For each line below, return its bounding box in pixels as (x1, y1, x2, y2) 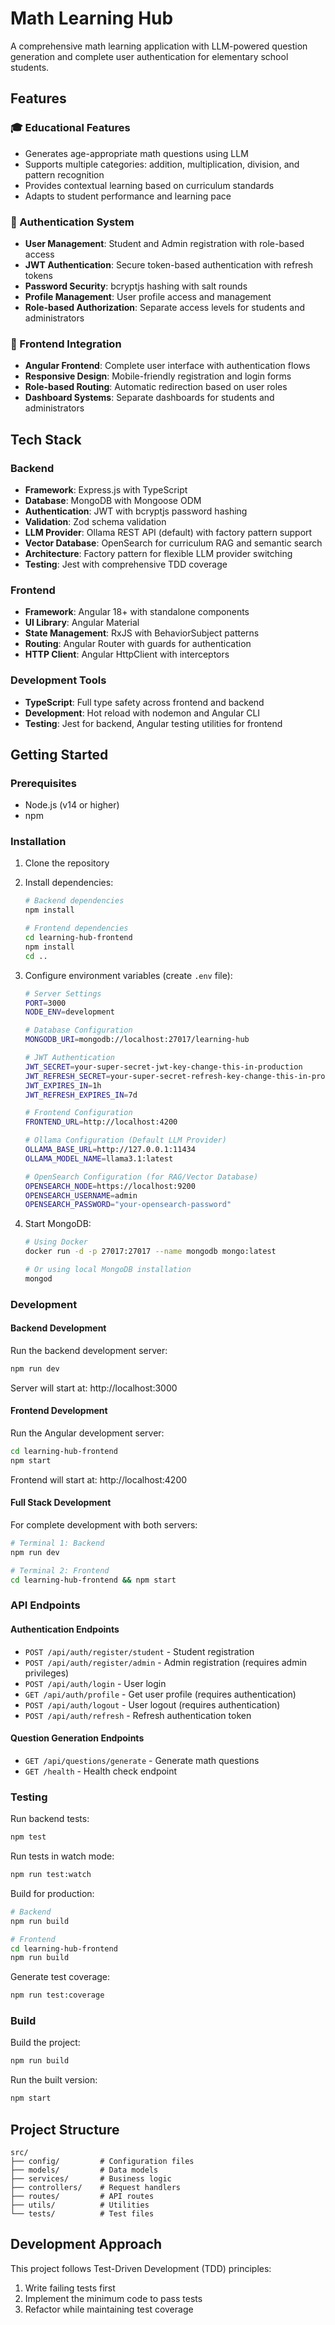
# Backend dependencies (24, 896, 125, 906)
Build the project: (10, 2037, 81, 2049)
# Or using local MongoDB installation (24, 1265, 192, 1275)
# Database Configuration (24, 1025, 133, 1036)
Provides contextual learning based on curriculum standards (24, 179, 275, 191)
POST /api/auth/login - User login (24, 1677, 167, 1689)
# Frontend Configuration (24, 1108, 133, 1118)
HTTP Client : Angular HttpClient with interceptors (24, 648, 230, 661)
